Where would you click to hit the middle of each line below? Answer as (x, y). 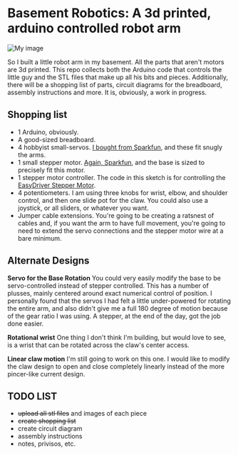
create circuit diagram (50, 429)
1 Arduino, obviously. (48, 132)
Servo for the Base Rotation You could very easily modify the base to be (114, 278)
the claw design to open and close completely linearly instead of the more (116, 366)
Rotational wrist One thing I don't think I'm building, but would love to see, (117, 337)
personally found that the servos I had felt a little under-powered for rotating (119, 301)
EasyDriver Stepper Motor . (57, 185)
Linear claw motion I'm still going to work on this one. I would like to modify (119, 359)
